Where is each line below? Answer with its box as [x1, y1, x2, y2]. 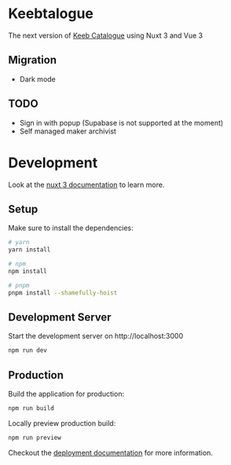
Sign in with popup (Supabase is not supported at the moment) [19, 118, 224, 127]
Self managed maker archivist [19, 126, 116, 136]
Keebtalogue [8, 5, 94, 23]
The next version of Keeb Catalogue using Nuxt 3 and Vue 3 [8, 31, 203, 40]
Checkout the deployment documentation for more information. [8, 448, 214, 457]
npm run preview [8, 434, 61, 441]
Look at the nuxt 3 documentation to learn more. [8, 180, 165, 189]
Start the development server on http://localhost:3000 [8, 331, 183, 341]
